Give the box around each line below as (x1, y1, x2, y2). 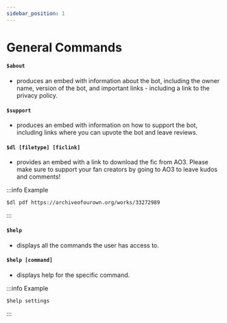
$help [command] (6, 257, 53, 264)
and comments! (16, 172, 61, 181)
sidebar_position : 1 (6, 10, 66, 17)
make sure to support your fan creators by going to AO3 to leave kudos (16, 166, 217, 174)
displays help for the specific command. (16, 271, 130, 279)
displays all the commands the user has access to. (16, 241, 159, 249)
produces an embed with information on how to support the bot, (16, 121, 198, 129)
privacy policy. (16, 91, 58, 100)
